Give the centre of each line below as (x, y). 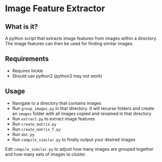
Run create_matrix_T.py (36, 129)
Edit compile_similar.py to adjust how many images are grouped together (79, 149)
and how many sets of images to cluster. (46, 154)
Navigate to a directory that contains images (57, 103)
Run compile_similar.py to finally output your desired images (74, 139)
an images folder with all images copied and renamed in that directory (82, 114)
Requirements (27, 59)
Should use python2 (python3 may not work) (57, 76)
